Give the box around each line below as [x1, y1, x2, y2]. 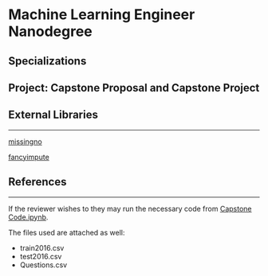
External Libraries [8, 108, 98, 122]
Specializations [8, 54, 87, 68]
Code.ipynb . [8, 212, 49, 222]
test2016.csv [19, 251, 62, 261]
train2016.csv [19, 243, 65, 252]
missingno [8, 137, 42, 146]
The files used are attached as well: [8, 227, 125, 237]
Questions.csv [19, 260, 68, 270]
